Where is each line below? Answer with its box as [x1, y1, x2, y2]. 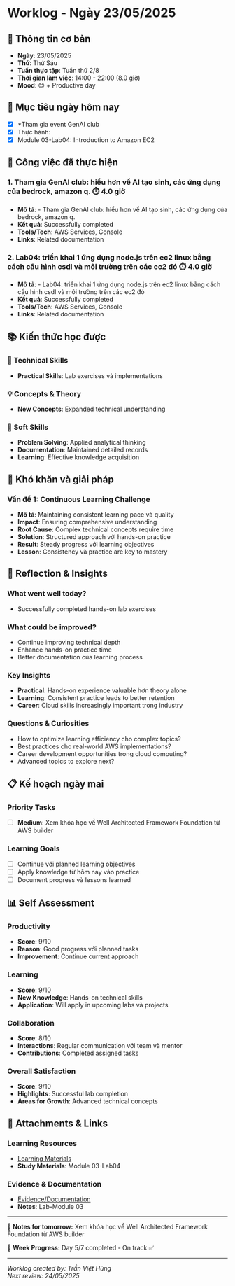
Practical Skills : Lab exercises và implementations [17, 371, 163, 379]
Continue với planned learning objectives [17, 860, 136, 868]
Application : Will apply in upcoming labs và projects [17, 1000, 169, 1009]
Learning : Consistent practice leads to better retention [17, 694, 175, 702]
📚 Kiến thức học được [7, 331, 106, 343]
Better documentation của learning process [17, 652, 143, 661]
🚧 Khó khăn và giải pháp [7, 473, 114, 485]
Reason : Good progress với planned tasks [17, 945, 139, 953]
